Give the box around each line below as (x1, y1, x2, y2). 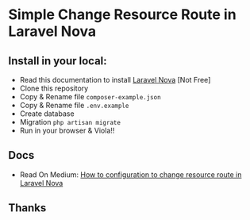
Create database (19, 109, 75, 118)
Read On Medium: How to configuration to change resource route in (19, 169, 242, 179)
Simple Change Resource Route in (8, 6, 237, 24)
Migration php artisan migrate (19, 118, 121, 126)
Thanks (8, 201, 47, 215)
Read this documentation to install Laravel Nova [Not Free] (19, 75, 211, 84)
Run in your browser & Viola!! (19, 125, 115, 135)
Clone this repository (19, 83, 89, 93)
